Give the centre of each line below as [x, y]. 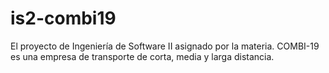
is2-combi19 [63, 18]
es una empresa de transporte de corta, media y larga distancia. [142, 56]
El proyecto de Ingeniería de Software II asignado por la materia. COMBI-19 [165, 46]
